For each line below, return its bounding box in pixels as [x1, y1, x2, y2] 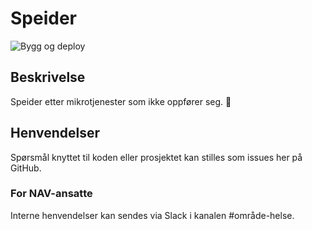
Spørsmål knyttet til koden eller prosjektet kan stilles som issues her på [10, 151, 303, 163]
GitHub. [10, 162, 42, 174]
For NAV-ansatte [10, 187, 93, 201]
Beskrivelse [10, 69, 86, 86]
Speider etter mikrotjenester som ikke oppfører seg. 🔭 [10, 95, 232, 107]
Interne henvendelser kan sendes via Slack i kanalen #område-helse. [10, 209, 295, 221]
